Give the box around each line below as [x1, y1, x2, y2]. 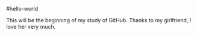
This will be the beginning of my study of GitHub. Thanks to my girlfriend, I [6, 17, 192, 23]
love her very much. [6, 23, 56, 30]
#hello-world [6, 5, 38, 12]
